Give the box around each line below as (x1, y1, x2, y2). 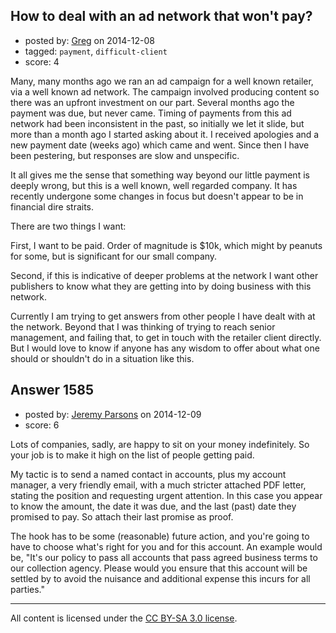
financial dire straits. (10, 200, 95, 213)
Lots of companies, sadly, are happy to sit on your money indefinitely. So (10, 438, 310, 450)
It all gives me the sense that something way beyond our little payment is (10, 169, 310, 181)
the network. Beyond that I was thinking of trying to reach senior (10, 320, 276, 333)
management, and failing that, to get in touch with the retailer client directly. (10, 331, 322, 343)
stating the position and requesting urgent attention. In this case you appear (10, 489, 323, 501)
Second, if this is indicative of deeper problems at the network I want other (10, 269, 319, 281)
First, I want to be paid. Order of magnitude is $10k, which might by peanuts (10, 239, 323, 251)
